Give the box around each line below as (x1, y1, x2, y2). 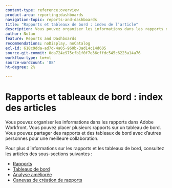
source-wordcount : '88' (5, 60, 56, 65)
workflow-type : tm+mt (5, 55, 52, 60)
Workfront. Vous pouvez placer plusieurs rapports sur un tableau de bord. (5, 124, 161, 131)
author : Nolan (5, 31, 36, 36)
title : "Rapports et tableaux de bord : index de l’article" (5, 22, 139, 27)
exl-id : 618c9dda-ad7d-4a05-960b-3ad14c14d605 (5, 46, 106, 51)
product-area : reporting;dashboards (5, 12, 83, 17)
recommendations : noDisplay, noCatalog (5, 41, 91, 46)
